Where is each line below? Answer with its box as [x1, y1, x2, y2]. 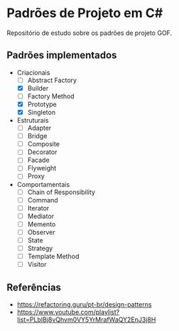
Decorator [27, 148, 58, 156]
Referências [6, 281, 62, 293]
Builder [27, 83, 49, 92]
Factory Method [27, 91, 75, 101]
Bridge [27, 132, 48, 141]
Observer [27, 228, 55, 236]
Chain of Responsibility [27, 188, 95, 196]
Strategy [27, 244, 53, 253]
